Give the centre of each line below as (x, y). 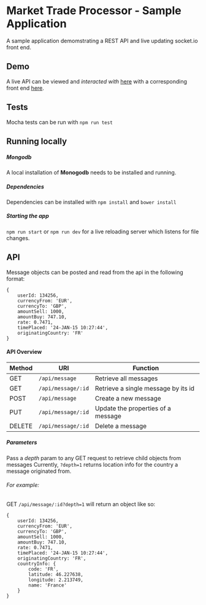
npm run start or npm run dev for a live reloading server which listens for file (103, 232)
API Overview (24, 352)
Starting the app (28, 216)
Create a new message (128, 398)
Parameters (22, 442)
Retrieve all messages (126, 378)
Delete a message (121, 426)
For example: (23, 485)
